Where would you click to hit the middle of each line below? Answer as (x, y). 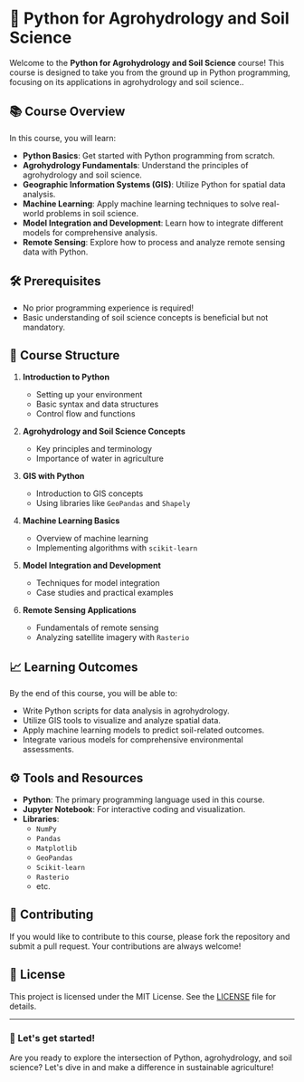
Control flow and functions (85, 414)
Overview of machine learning (92, 539)
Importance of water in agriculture (100, 459)
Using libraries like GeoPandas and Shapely (113, 503)
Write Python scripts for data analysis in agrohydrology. (126, 711)
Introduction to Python (66, 377)
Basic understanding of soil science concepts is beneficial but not (145, 317)
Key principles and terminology (94, 449)
